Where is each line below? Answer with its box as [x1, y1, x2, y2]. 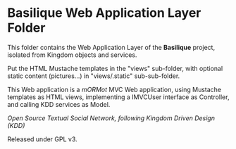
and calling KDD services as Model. [7, 100, 111, 108]
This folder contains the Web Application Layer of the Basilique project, [7, 43, 216, 51]
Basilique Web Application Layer [7, 5, 201, 21]
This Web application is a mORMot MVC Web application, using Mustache [7, 85, 222, 93]
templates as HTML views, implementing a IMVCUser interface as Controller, [7, 93, 230, 101]
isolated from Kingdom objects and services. [7, 51, 137, 59]
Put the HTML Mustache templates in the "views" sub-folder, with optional [7, 64, 223, 72]
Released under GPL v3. [7, 135, 77, 143]
